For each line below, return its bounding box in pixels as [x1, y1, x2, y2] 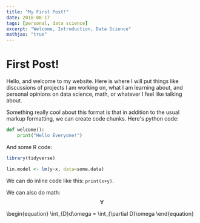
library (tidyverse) [6, 155, 56, 161]
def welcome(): [6, 127, 45, 133]
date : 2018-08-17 [6, 15, 50, 21]
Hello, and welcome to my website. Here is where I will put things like [6, 78, 179, 85]
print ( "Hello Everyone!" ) [17, 132, 83, 138]
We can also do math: [6, 188, 61, 196]
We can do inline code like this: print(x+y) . [6, 177, 114, 184]
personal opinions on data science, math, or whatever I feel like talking [6, 90, 182, 98]
